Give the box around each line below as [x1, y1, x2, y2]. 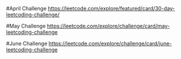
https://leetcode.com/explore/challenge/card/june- [48, 40, 172, 47]
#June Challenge [6, 40, 48, 47]
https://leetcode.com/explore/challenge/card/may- [46, 23, 170, 29]
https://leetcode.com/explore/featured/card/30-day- [48, 5, 175, 12]
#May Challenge [6, 23, 46, 29]
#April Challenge [6, 5, 47, 12]
